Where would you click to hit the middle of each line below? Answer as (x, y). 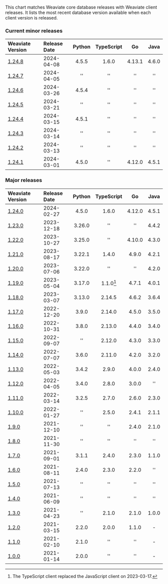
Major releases (24, 180)
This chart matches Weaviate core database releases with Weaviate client (81, 7)
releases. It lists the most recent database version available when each (78, 12)
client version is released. (31, 18)
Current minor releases (34, 30)
